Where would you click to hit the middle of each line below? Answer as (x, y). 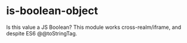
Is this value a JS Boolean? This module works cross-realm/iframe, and (94, 27)
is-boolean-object (52, 11)
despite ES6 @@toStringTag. (42, 33)
